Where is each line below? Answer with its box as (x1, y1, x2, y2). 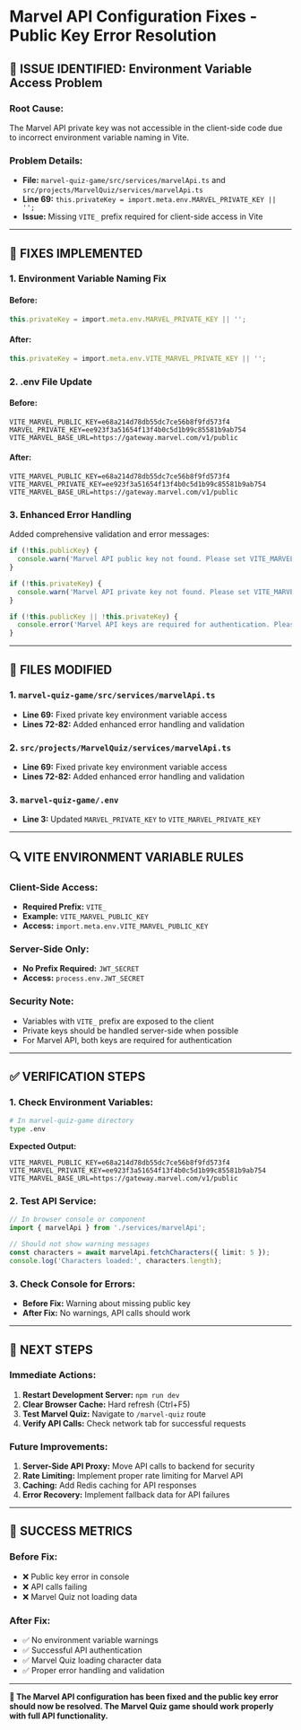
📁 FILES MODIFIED (9, 662, 113, 677)
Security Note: (9, 995, 74, 1007)
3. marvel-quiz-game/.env (9, 794, 119, 806)
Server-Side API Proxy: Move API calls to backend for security (21, 1461, 255, 1471)
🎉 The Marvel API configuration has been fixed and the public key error (9, 1691, 279, 1702)
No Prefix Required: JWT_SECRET (21, 963, 140, 974)
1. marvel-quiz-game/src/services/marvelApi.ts (9, 689, 216, 701)
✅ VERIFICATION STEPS (9, 1069, 146, 1085)
